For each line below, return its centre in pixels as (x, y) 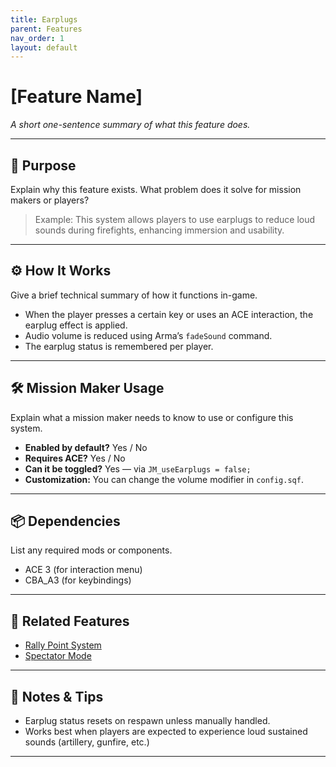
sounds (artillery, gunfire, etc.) (87, 742)
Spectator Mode (58, 656)
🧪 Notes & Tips (57, 696)
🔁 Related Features (70, 621)
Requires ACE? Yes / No (75, 458)
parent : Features (46, 29)
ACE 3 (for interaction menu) (83, 570)
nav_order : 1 (37, 38)
